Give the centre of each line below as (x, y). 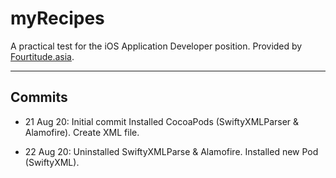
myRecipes (57, 18)
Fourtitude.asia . (42, 56)
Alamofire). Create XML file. (82, 132)
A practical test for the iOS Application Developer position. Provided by (156, 46)
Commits (39, 97)
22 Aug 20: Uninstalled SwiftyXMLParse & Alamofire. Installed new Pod (171, 151)
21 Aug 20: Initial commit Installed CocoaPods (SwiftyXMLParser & (162, 121)
